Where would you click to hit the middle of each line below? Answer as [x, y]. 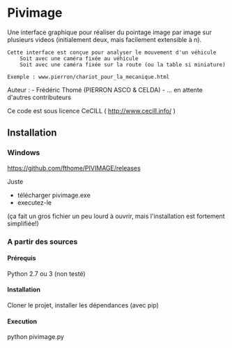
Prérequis [22, 258]
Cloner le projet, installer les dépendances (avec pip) [83, 305]
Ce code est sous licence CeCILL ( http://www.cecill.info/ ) [92, 110]
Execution [22, 321]
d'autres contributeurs [39, 97]
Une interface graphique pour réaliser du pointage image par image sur [110, 32]
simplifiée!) [23, 223]
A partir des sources [42, 241]
